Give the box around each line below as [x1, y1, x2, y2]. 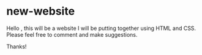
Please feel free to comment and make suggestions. [6, 31, 138, 38]
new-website [6, 4, 75, 18]
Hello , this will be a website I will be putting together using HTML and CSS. [6, 24, 196, 32]
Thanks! [6, 43, 27, 50]
